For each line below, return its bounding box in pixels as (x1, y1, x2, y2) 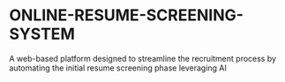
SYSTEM (9, 24, 75, 44)
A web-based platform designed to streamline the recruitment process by (9, 53, 276, 63)
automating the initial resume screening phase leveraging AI (9, 63, 228, 73)
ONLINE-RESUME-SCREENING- (9, 5, 244, 26)
